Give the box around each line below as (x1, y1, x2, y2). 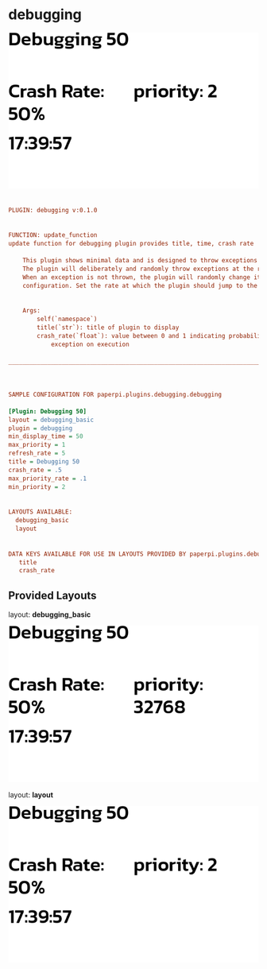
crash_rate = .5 (8, 466, 62, 474)
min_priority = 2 (8, 483, 66, 490)
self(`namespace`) (37, 316, 98, 324)
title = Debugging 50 (8, 458, 80, 466)
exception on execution (50, 340, 130, 348)
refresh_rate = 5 (8, 449, 66, 458)
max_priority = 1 (8, 441, 66, 449)
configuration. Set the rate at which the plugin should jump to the (22, 281, 258, 289)
